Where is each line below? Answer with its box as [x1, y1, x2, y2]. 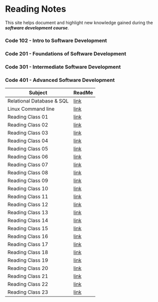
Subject [28, 89, 47, 96]
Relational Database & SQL [7, 98, 69, 104]
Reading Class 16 [7, 233, 48, 240]
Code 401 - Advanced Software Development [5, 76, 115, 83]
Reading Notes [5, 3, 67, 15]
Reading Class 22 [7, 281, 48, 287]
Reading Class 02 [7, 122, 48, 128]
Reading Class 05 [7, 146, 48, 152]
